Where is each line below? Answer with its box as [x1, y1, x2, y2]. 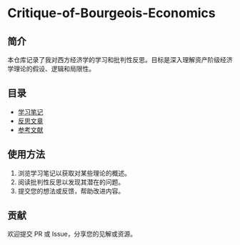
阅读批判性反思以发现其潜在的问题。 [17, 177, 125, 186]
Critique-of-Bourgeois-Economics [7, 5, 216, 21]
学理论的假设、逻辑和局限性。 [7, 64, 95, 73]
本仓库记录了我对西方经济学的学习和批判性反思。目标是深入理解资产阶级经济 [7, 56, 233, 64]
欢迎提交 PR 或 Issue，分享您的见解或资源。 [7, 230, 137, 239]
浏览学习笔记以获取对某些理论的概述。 [17, 169, 131, 177]
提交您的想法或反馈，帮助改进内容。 [17, 186, 125, 195]
